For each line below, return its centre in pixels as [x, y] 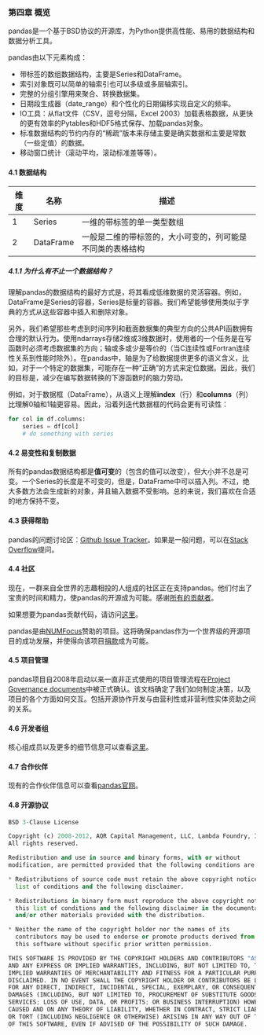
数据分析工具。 [32, 41]
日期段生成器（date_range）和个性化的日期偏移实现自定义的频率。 [127, 104]
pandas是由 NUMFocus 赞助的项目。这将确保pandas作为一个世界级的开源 [126, 631]
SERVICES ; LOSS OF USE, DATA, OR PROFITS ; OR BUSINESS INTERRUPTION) [125, 1002]
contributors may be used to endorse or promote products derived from [135, 937]
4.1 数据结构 [27, 172]
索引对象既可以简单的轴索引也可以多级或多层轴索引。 [106, 84]
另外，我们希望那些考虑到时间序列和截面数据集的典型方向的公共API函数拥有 [131, 328]
